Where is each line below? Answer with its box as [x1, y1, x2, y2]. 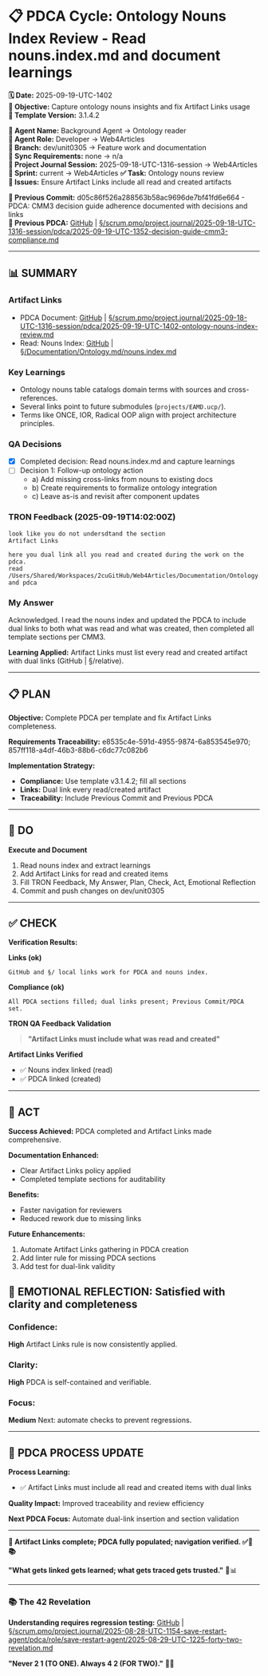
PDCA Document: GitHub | [19, 313, 107, 322]
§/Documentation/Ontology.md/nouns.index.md [19, 346, 177, 356]
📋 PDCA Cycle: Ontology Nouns [8, 7, 227, 26]
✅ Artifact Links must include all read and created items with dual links [19, 1483, 252, 1492]
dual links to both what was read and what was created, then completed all [8, 623, 254, 633]
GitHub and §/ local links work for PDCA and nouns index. [8, 968, 209, 977]
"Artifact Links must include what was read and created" [27, 1034, 221, 1044]
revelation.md [8, 1642, 53, 1653]
